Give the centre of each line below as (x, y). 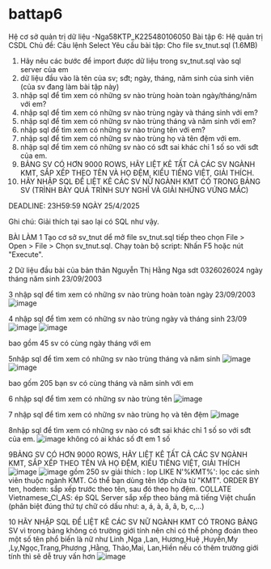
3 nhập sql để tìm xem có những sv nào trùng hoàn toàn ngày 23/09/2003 (132, 294)
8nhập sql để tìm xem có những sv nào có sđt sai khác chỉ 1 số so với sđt (130, 430)
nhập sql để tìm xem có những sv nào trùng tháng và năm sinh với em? (138, 121)
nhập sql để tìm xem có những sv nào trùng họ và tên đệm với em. (130, 138)
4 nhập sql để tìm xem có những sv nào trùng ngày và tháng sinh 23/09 (128, 319)
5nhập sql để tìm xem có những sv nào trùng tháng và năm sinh (114, 358)
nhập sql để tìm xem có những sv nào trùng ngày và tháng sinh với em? (139, 112)
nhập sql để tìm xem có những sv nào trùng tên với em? (113, 130)
